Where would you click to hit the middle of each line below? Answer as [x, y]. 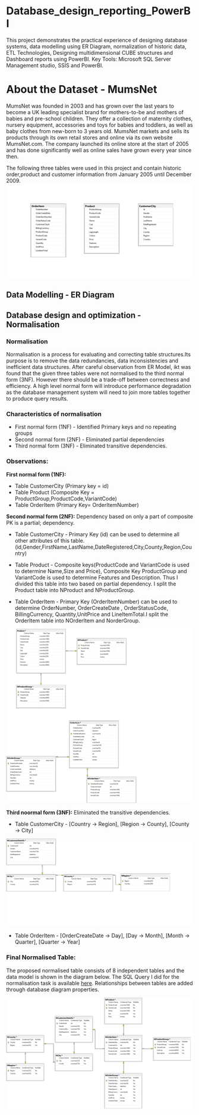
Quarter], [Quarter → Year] [47, 942]
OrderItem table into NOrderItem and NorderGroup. [78, 621]
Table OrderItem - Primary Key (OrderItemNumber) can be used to [96, 602]
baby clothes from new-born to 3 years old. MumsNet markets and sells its [98, 131]
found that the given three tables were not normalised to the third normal [95, 373]
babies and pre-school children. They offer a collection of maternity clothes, [99, 118]
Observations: [27, 461]
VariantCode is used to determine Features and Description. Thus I [96, 577]
